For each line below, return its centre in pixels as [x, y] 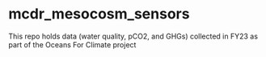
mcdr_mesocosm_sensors [99, 14]
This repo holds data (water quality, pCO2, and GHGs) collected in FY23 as [133, 36]
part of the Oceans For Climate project [72, 44]
